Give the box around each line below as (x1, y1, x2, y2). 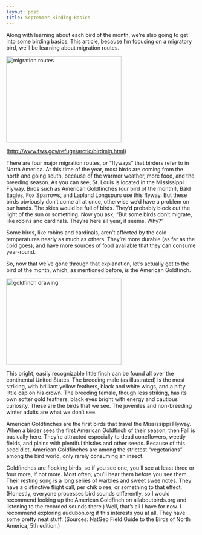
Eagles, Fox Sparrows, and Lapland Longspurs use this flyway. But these (6, 191, 187, 199)
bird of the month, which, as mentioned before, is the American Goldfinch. (6, 266, 192, 273)
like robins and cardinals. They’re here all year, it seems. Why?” (6, 217, 164, 224)
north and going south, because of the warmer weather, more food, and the (6, 172, 195, 179)
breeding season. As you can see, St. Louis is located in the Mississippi (6, 178, 184, 185)
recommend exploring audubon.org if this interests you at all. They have (6, 509, 186, 516)
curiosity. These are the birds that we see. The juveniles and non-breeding (6, 402, 192, 409)
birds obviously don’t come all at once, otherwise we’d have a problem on (6, 198, 189, 205)
